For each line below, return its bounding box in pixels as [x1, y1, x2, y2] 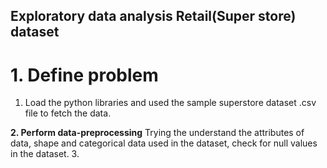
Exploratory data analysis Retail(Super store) [10, 8, 297, 25]
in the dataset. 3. [10, 148, 80, 160]
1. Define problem [10, 64, 159, 86]
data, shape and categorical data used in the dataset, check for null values [10, 137, 318, 149]
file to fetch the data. [24, 107, 112, 119]
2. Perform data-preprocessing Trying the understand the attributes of [10, 127, 305, 139]
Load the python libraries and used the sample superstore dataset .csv [24, 97, 317, 109]
